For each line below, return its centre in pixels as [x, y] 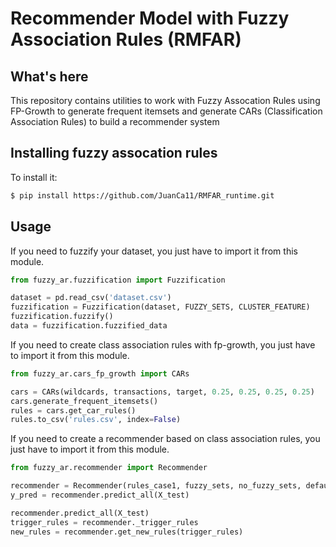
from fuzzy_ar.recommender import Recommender [109, 468]
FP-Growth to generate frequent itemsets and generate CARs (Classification [166, 111]
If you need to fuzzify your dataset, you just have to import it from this [154, 251]
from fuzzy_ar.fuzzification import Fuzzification [118, 280]
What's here [49, 76]
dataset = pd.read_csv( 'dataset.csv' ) [91, 298]
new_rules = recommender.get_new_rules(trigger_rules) [127, 532]
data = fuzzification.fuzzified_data [89, 326]
